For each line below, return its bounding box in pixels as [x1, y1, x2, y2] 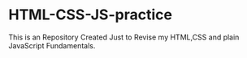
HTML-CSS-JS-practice [8, 6, 173, 24]
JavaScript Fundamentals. [8, 40, 96, 50]
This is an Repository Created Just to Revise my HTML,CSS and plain [8, 32, 240, 42]
